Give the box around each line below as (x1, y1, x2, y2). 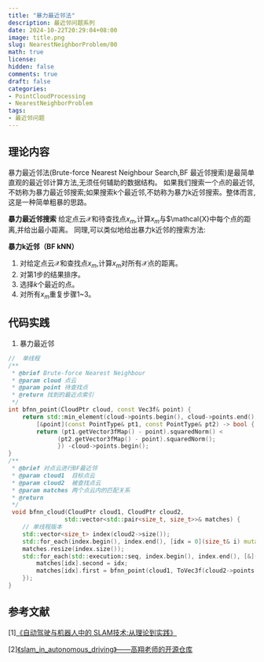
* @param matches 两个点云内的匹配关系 (11, 486, 130, 494)
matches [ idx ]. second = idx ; (36, 560, 128, 567)
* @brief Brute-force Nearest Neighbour (11, 369, 146, 377)
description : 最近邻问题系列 (8, 19, 96, 27)
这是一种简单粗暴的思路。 (8, 197, 91, 206)
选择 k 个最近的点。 (19, 280, 79, 289)
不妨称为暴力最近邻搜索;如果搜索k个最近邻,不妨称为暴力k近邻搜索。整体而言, (8, 187, 256, 197)
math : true (8, 48, 44, 56)
